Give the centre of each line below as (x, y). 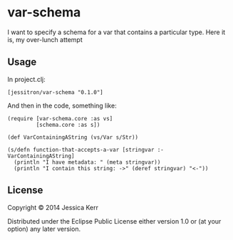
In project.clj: (26, 79)
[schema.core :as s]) (68, 125)
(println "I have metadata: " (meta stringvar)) (87, 162)
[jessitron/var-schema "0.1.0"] (55, 92)
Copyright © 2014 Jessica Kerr (53, 207)
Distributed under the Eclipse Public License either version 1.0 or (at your (114, 221)
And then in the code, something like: (62, 105)
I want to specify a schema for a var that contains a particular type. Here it (116, 32)
